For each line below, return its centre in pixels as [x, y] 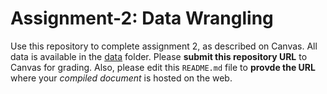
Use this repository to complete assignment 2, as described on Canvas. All [164, 46]
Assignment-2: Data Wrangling [142, 18]
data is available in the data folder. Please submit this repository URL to [159, 56]
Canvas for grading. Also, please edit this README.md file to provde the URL [163, 67]
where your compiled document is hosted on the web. [121, 78]
